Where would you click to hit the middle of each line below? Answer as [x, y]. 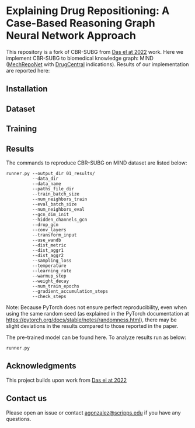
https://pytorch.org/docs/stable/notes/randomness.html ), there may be [91, 320]
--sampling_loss [52, 261]
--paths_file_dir [53, 189]
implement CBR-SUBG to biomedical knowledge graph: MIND [80, 58]
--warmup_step [49, 276]
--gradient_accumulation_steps [70, 291]
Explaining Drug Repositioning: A [88, 11]
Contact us [27, 398]
